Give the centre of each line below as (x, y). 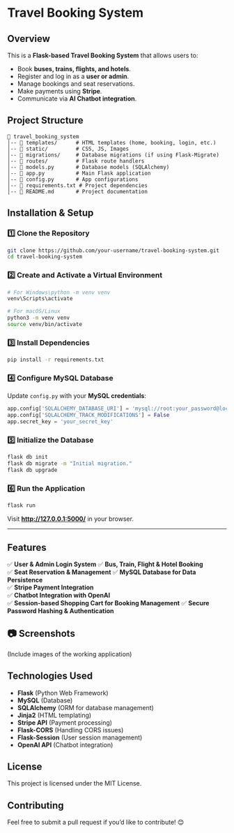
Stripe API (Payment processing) (65, 722)
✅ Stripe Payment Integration (50, 587)
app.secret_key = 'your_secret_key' (60, 422)
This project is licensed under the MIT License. (75, 783)
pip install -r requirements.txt (56, 360)
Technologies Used (50, 676)
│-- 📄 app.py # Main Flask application (79, 173)
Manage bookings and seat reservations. (76, 84)
